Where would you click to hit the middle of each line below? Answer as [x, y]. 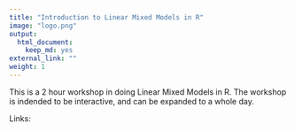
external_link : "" [43, 58]
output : [23, 34]
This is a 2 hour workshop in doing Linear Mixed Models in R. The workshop [148, 92]
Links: [20, 118]
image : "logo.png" [43, 26]
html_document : [45, 42]
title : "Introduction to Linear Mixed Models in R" [106, 17]
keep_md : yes [49, 50]
